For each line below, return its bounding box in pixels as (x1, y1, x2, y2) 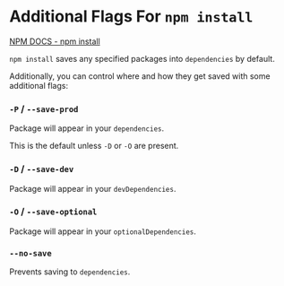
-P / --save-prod (9, 102, 79, 115)
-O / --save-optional (9, 205, 98, 218)
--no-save (9, 248, 52, 258)
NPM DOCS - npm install (9, 36, 100, 47)
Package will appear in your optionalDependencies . (9, 226, 197, 237)
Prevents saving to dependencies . (9, 266, 131, 277)
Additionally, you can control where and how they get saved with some (9, 70, 271, 82)
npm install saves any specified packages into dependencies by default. (9, 53, 275, 64)
